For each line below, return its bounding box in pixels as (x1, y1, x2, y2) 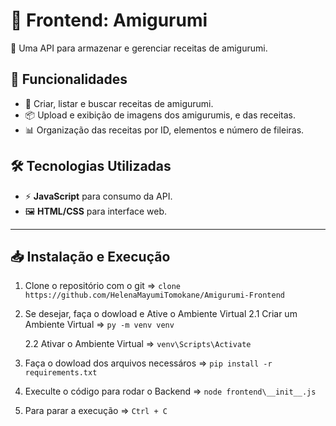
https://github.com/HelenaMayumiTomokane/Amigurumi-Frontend (24, 290, 286, 301)
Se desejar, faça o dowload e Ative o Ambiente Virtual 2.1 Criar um (24, 308, 298, 320)
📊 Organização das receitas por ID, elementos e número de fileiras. (24, 124, 305, 136)
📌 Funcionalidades (10, 71, 128, 88)
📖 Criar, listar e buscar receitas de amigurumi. (24, 97, 214, 109)
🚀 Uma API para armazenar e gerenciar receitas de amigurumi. (10, 42, 268, 54)
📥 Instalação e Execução (10, 248, 171, 265)
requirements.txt (24, 368, 98, 378)
